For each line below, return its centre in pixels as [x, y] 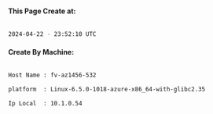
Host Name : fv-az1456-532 [52, 75]
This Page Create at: [42, 11]
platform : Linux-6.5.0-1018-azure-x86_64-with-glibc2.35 [107, 90]
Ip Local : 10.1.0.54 [45, 104]
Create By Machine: [41, 52]
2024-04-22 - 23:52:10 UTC [52, 34]
